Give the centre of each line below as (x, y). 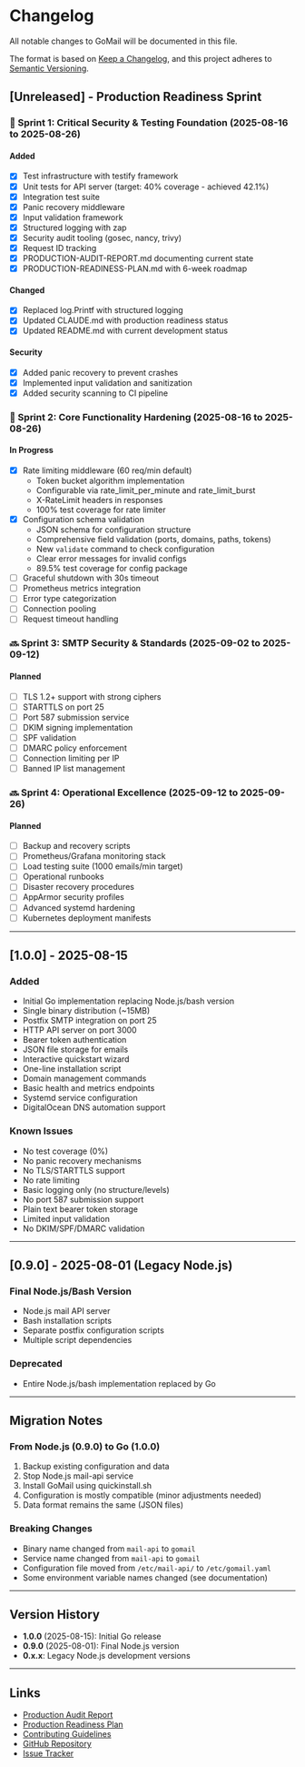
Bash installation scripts (67, 1321)
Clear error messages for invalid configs (112, 559)
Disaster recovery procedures (78, 887)
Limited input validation (66, 1218)
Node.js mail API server (66, 1311)
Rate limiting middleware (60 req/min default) (107, 470)
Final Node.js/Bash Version (70, 1291)
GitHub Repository (57, 1744)
